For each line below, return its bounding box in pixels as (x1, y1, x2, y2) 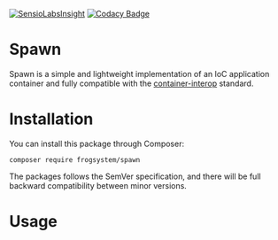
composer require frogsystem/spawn (9, 155, 141, 164)
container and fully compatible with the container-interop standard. (9, 78, 254, 89)
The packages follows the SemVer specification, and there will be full (9, 171, 261, 182)
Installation (9, 109, 94, 129)
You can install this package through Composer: (9, 138, 184, 149)
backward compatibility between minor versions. (9, 180, 188, 190)
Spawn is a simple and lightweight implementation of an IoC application (9, 68, 270, 79)
